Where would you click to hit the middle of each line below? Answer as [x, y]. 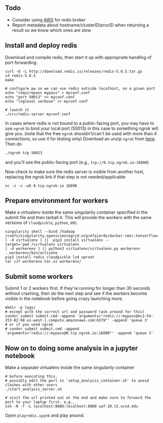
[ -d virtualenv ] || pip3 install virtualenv [54, 240]
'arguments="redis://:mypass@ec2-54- [115, 316]
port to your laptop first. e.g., [40, 402]
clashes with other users [31, 385]
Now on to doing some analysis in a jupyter [72, 348]
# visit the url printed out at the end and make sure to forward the [78, 398]
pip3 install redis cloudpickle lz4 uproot [50, 257]
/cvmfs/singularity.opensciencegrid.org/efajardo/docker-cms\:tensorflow [81, 236]
